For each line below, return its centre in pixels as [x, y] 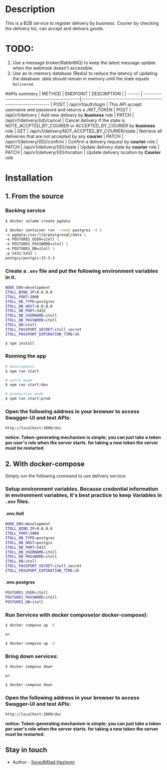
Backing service [25, 211]
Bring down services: [32, 656]
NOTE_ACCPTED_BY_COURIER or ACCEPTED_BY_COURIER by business [80, 125]
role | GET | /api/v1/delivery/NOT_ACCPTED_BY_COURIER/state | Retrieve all [83, 131]
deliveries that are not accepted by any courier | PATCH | [64, 136]
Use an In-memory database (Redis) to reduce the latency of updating [85, 73]
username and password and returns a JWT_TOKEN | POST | [68, 109]
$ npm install [20, 343]
